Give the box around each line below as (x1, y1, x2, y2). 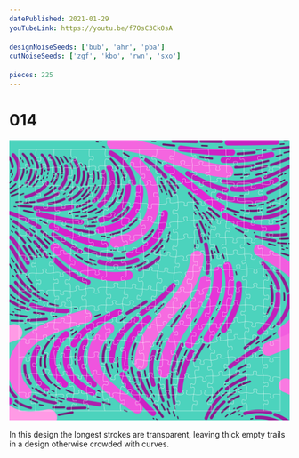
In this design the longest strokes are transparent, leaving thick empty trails (9, 429, 286, 439)
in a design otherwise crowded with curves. (9, 438, 170, 449)
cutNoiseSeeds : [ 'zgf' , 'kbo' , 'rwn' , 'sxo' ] (9, 52, 181, 61)
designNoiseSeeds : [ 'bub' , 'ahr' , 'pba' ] (9, 43, 166, 52)
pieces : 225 (9, 71, 53, 80)
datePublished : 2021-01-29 (9, 14, 109, 23)
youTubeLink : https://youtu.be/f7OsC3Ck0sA (9, 23, 174, 33)
